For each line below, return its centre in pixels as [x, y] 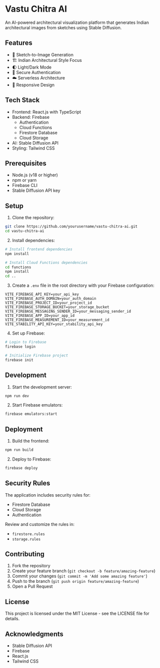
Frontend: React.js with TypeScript [47, 112]
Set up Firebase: [28, 333]
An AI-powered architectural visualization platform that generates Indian [77, 22]
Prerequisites [26, 163]
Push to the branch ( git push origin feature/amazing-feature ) [75, 581]
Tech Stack [22, 100]
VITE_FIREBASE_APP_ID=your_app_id [40, 316]
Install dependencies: [33, 240]
